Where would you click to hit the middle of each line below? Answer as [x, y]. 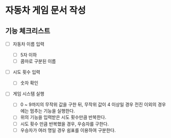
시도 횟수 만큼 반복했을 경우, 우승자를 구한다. [64, 124]
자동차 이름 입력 [28, 44]
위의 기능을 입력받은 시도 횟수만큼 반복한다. [63, 117]
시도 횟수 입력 [26, 72]
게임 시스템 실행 [28, 94]
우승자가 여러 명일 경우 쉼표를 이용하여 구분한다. [68, 130]
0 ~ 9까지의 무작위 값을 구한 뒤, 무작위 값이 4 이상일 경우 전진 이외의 [88, 104]
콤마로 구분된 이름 [38, 61]
